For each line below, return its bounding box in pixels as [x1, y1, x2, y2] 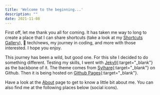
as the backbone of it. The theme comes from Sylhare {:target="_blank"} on [5, 65, 155, 71]
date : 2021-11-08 [5, 16, 40, 21]
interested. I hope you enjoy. [5, 45, 62, 51]
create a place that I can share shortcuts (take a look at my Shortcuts [5, 35, 143, 40]
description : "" [5, 12, 38, 17]
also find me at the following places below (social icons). [5, 85, 118, 91]
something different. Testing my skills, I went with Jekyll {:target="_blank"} [5, 59, 153, 66]
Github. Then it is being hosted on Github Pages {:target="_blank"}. [5, 70, 138, 76]
